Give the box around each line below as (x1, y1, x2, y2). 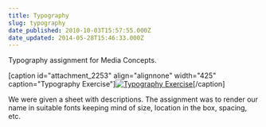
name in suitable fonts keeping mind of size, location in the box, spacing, (8, 103, 248, 113)
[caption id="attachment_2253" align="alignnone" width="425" (8, 71, 217, 80)
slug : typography (8, 19, 66, 27)
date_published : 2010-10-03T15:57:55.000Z (8, 26, 151, 34)
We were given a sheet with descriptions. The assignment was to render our (8, 94, 259, 104)
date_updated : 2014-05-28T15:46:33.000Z (8, 33, 145, 42)
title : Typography (8, 11, 69, 20)
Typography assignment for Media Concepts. (8, 56, 157, 65)
